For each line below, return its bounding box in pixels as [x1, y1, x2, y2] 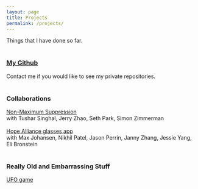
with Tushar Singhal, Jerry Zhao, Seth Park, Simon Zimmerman [6, 114, 164, 122]
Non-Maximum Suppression [6, 108, 77, 115]
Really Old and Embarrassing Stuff [6, 162, 110, 171]
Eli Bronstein [6, 140, 38, 148]
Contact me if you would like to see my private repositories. [6, 73, 156, 80]
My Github [6, 59, 38, 67]
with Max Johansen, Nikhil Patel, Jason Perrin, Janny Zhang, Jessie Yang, [6, 134, 192, 141]
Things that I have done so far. [6, 37, 83, 45]
